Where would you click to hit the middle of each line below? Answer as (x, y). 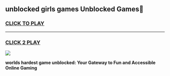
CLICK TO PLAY (25, 23)
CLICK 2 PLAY (23, 42)
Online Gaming (21, 67)
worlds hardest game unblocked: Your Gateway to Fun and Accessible (80, 62)
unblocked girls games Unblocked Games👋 (75, 9)
